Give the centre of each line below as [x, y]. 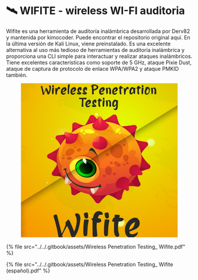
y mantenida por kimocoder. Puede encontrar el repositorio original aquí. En [98, 37]
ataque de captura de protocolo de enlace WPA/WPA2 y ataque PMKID [92, 68]
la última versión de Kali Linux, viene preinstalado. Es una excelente [88, 44]
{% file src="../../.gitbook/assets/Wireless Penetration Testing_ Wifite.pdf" [96, 246]
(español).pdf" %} [28, 271]
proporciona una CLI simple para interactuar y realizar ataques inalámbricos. [99, 56]
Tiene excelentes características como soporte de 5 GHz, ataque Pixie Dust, [99, 62]
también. [17, 75]
